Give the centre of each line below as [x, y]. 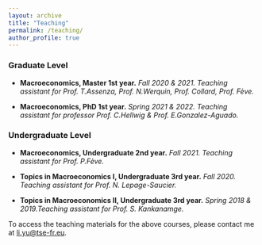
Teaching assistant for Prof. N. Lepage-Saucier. [98, 185]
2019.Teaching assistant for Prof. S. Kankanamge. [102, 209]
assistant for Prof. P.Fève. [62, 161]
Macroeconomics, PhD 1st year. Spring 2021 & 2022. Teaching [123, 106]
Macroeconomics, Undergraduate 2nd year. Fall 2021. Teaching [126, 152]
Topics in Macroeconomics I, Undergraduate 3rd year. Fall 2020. [128, 176]
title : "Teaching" [39, 23]
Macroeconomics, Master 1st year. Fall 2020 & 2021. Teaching [123, 82]
